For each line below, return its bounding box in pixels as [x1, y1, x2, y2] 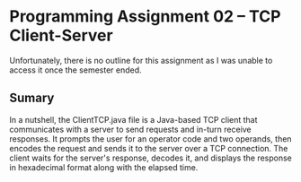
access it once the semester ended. [9, 65, 142, 75]
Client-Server [9, 25, 114, 46]
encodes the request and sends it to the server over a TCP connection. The [9, 143, 288, 153]
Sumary [9, 91, 55, 106]
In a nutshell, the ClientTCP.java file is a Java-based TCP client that [9, 114, 258, 125]
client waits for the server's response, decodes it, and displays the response [9, 152, 292, 163]
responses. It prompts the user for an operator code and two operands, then [9, 133, 292, 144]
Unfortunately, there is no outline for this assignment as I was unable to [9, 55, 273, 65]
